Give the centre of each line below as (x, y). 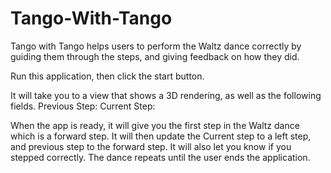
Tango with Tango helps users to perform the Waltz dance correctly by (156, 46)
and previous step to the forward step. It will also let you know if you (151, 146)
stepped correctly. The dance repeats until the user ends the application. (160, 157)
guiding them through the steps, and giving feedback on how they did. (155, 56)
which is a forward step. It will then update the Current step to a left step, (161, 136)
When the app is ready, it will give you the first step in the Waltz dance (155, 125)
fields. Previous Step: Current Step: (83, 106)
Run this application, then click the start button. (107, 76)
